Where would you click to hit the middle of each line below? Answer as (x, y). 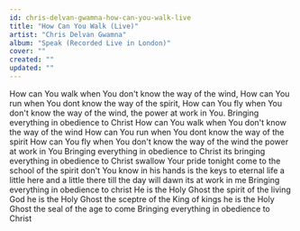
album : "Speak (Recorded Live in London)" (90, 43)
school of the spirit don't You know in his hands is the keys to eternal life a (147, 170)
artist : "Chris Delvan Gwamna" (68, 34)
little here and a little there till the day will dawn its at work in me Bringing (145, 180)
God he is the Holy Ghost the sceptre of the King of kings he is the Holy (142, 199)
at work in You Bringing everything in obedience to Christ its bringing (137, 151)
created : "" (32, 60)
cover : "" (28, 51)
